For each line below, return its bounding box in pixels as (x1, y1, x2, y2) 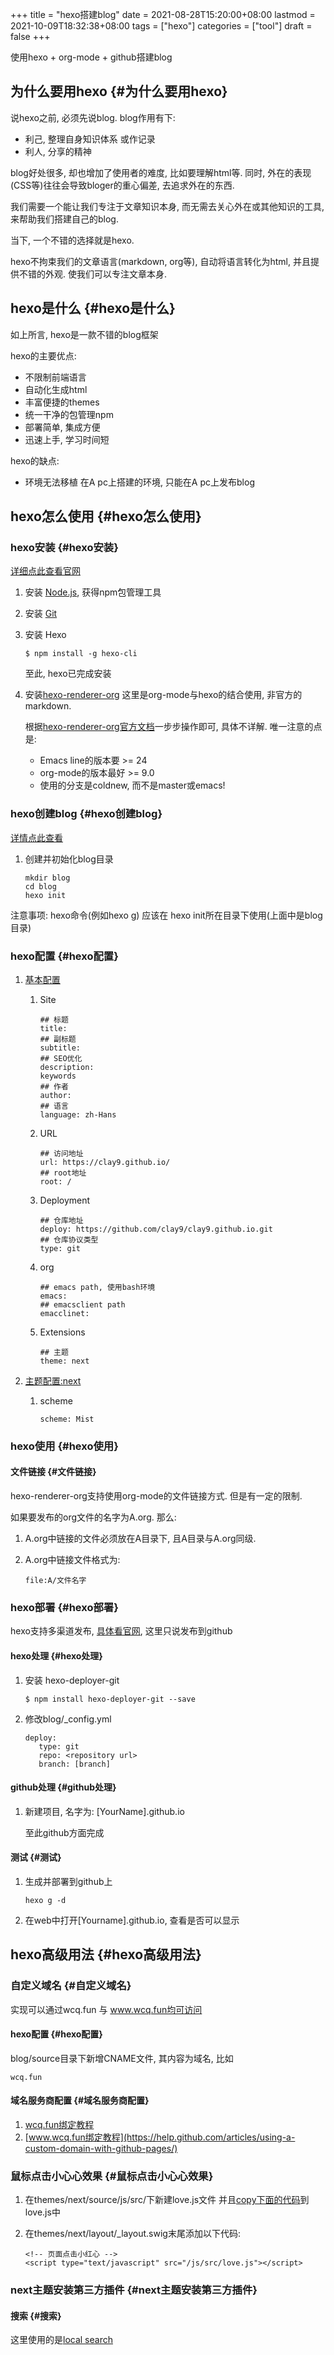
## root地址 (39, 1168, 87, 1178)
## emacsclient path (39, 1299, 126, 1310)
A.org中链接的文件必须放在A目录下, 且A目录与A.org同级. (24, 1533, 257, 1545)
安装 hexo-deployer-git (24, 1674, 120, 1686)
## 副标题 (39, 1034, 77, 1044)
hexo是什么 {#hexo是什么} (10, 300, 176, 317)
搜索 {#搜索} (10, 2309, 62, 2322)
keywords (39, 1071, 77, 1081)
